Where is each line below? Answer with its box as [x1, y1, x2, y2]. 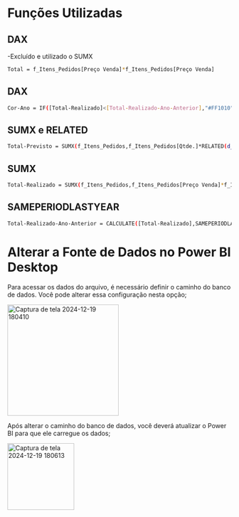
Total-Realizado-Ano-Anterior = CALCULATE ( [7, 220, 139, 227]
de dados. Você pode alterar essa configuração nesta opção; [7, 290, 187, 299]
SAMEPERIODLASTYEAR [7, 201, 119, 213]
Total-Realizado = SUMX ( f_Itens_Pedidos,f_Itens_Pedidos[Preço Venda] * [7, 181, 224, 189]
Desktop [7, 259, 58, 275]
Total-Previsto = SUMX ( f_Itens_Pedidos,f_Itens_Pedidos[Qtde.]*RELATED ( [7, 143, 228, 150]
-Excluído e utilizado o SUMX [7, 52, 93, 60]
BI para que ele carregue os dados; [7, 429, 111, 437]
